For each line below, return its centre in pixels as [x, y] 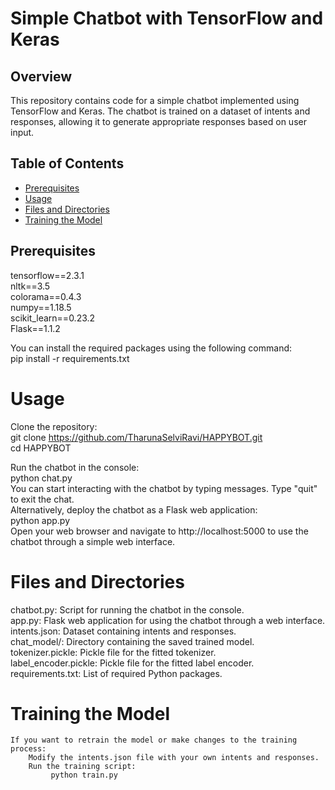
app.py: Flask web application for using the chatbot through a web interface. [168, 620]
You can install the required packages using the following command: [151, 348]
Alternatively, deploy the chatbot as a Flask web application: [134, 509]
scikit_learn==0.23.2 [53, 318]
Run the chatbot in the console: [75, 467]
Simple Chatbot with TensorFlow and [167, 18]
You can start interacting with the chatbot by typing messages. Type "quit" [164, 488]
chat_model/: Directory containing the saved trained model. [132, 641]
